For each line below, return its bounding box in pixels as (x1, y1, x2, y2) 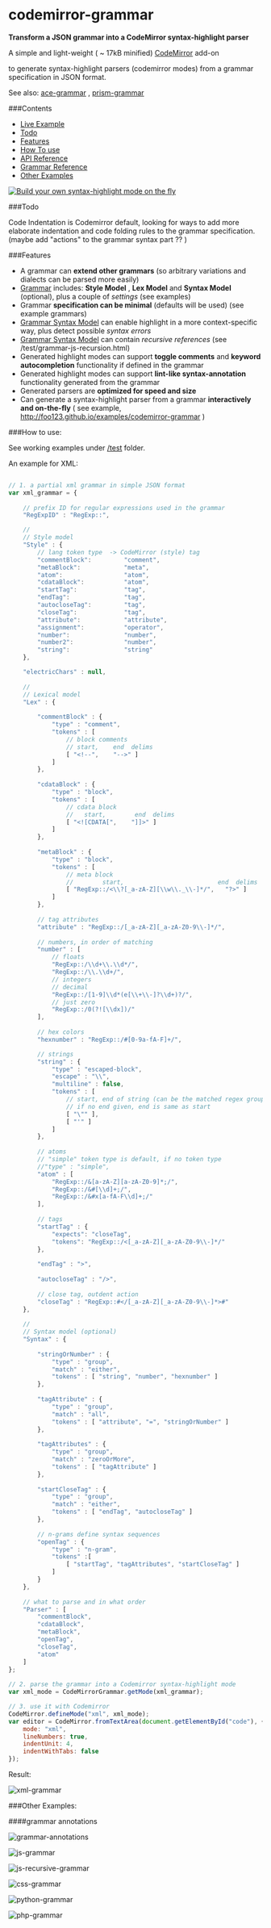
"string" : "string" (37, 646, 153, 655)
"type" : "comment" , (51, 721, 121, 729)
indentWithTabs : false (23, 1747, 99, 1756)
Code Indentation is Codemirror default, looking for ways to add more (8, 217, 240, 227)
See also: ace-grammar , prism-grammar (8, 87, 144, 98)
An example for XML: (8, 458, 79, 468)
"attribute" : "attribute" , (37, 616, 168, 624)
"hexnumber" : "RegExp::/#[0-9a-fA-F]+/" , (37, 1035, 182, 1043)
